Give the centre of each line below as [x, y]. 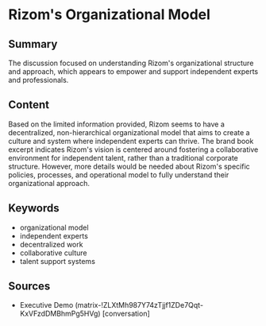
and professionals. [39, 80]
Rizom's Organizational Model [109, 15]
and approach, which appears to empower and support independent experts [133, 72]
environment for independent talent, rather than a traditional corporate [123, 157]
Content [29, 105]
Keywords [34, 208]
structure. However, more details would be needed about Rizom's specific [129, 166]
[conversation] [126, 314]
